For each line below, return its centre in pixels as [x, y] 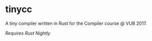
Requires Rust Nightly [28, 33]
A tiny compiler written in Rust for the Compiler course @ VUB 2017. [76, 23]
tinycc [19, 9]
